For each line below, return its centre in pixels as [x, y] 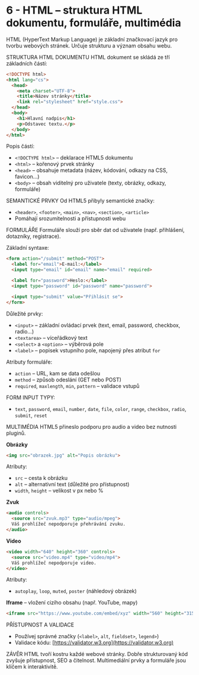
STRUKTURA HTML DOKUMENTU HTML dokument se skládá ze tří [88, 57]
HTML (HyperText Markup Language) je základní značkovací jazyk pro [92, 39]
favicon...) [27, 177]
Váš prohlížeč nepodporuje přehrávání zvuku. [69, 524]
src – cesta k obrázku [41, 478]
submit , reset [31, 415]
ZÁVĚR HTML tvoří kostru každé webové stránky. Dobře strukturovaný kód [97, 654]
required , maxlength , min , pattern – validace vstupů [77, 386]
